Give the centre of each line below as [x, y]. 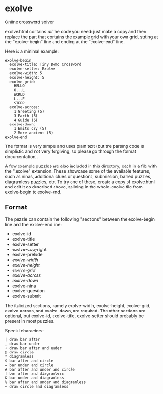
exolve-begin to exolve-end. [33, 192]
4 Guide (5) [26, 120]
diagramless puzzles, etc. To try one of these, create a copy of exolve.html [80, 182]
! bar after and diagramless [35, 373]
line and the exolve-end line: [34, 224]
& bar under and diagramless [35, 378]
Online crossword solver [29, 22]
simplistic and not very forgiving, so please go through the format [71, 151]
